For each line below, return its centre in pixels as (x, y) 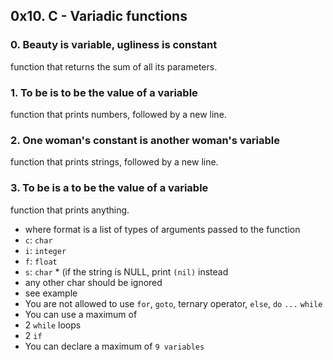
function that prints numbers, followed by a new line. (118, 114)
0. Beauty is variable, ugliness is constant (114, 45)
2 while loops (53, 325)
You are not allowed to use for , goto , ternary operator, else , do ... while (173, 303)
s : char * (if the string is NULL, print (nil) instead (126, 271)
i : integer (45, 250)
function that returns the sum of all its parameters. (114, 66)
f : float (41, 261)
